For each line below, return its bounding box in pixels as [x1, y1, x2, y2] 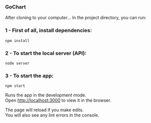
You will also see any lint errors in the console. [5, 112, 100, 118]
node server [5, 61, 30, 66]
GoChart [5, 3, 26, 10]
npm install [5, 38, 30, 43]
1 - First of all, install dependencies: [5, 27, 92, 34]
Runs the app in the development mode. [5, 92, 86, 98]
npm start [5, 83, 26, 88]
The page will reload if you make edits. [5, 107, 84, 113]
